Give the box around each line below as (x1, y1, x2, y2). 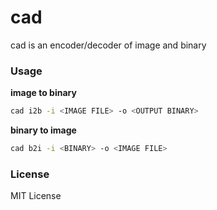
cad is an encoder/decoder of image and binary (10, 39, 207, 51)
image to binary (10, 87, 77, 99)
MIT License (10, 190, 62, 202)
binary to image (10, 124, 77, 136)
